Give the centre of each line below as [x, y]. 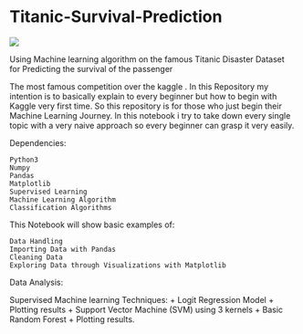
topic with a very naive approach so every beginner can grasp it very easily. [152, 125]
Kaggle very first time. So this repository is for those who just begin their [146, 106]
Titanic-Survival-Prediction [116, 17]
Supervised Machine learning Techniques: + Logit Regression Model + [142, 299]
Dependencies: [38, 142]
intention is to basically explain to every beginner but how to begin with [143, 96]
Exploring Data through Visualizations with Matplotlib [118, 265]
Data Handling [37, 241]
